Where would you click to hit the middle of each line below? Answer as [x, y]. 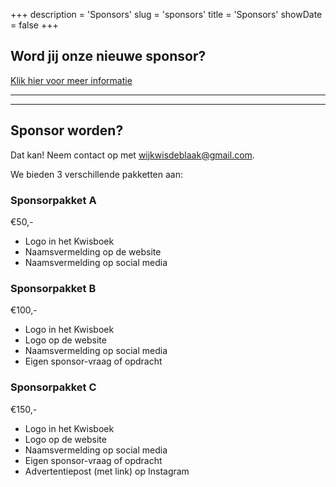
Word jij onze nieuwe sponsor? [108, 56]
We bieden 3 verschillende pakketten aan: [97, 174]
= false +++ [34, 25]
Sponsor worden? [67, 130]
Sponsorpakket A [53, 200]
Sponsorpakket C [53, 387]
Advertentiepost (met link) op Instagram [107, 471]
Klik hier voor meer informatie [71, 80]
